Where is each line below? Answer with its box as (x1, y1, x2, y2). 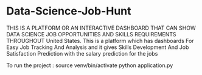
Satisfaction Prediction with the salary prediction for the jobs (6, 50, 158, 57)
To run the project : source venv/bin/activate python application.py (6, 62, 173, 69)
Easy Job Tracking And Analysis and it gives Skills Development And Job (6, 44, 189, 51)
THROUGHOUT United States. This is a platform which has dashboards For (6, 37, 194, 44)
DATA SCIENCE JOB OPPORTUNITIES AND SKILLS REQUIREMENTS (6, 30, 176, 37)
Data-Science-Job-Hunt (6, 4, 132, 18)
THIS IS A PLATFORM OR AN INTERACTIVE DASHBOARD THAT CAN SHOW (6, 24, 196, 31)
